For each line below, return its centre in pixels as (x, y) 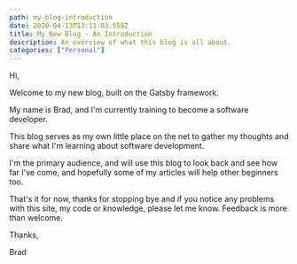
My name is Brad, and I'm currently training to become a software (129, 110)
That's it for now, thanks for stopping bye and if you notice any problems (142, 199)
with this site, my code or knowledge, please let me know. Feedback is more (148, 208)
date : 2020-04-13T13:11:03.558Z (69, 26)
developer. (29, 120)
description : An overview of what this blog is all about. (121, 42)
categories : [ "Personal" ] (57, 50)
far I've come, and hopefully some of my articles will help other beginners (144, 173)
